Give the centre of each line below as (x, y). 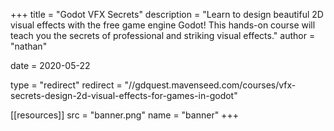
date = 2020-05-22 (50, 65)
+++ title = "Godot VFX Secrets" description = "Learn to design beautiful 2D (167, 14)
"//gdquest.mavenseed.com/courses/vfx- (210, 85)
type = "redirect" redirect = (66, 85)
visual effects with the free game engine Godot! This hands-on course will (163, 25)
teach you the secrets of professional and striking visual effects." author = (163, 35)
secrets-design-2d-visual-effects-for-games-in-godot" (124, 95)
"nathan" (29, 46)
